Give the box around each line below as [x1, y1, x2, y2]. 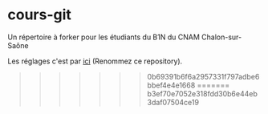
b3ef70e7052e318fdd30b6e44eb [147, 88, 258, 98]
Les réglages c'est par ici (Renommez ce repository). [7, 56, 183, 66]
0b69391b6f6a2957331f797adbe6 [147, 71, 260, 81]
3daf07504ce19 [147, 97, 200, 107]
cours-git [7, 6, 71, 24]
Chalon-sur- [201, 32, 242, 42]
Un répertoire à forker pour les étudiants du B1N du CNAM [7, 32, 200, 42]
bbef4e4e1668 [147, 80, 196, 90]
